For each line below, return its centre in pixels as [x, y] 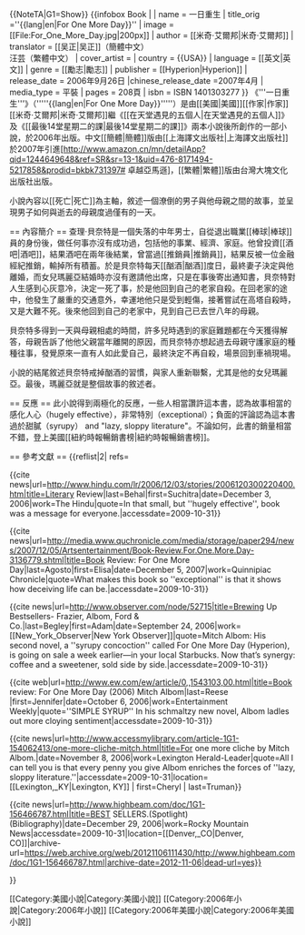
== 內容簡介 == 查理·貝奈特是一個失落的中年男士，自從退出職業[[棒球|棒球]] [151, 231]
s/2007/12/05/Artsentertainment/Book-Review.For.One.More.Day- [132, 550]
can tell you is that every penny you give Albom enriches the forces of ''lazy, [152, 767]
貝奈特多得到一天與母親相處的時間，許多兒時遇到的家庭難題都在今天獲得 [144, 330]
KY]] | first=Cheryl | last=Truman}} [177, 787]
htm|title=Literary [42, 494]
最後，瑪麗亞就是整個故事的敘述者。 [93, 384]
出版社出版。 [33, 181]
